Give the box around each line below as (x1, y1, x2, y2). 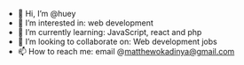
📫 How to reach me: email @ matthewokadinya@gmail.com (17, 47, 235, 56)
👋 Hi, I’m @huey (17, 9, 76, 18)
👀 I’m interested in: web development (17, 18, 153, 28)
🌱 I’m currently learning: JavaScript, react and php (17, 27, 202, 37)
